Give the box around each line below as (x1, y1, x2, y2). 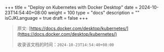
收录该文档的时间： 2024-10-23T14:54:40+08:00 (17, 41, 114, 47)
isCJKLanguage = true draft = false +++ (5, 15, 88, 21)
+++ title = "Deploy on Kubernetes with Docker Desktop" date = (5, 5, 138, 10)
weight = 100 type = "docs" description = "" (48, 10, 140, 16)
